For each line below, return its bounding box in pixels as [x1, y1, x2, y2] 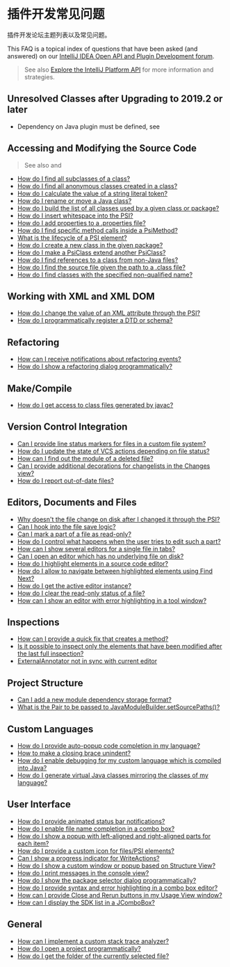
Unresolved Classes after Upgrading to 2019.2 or [7, 93, 223, 105]
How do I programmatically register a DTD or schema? [17, 316, 173, 325]
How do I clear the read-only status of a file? [17, 589, 145, 597]
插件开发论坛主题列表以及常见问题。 [7, 31, 111, 39]
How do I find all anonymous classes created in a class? [17, 181, 178, 190]
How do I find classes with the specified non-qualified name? [17, 270, 193, 279]
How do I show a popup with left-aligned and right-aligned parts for [17, 831, 211, 840]
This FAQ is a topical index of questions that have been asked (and [7, 44, 198, 53]
